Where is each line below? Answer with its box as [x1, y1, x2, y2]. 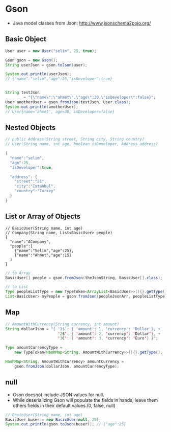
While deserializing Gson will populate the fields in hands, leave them [12, 397, 158, 403]
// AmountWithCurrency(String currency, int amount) [5, 322, 120, 327]
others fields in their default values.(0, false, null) [12, 402, 116, 408]
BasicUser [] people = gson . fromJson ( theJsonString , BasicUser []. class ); [5, 275, 163, 280]
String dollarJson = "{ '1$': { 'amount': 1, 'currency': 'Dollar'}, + [5, 326, 160, 331]
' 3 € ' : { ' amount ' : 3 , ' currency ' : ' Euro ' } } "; [58, 336, 158, 341]
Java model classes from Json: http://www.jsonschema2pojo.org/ [12, 20, 151, 26]
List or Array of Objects [5, 212, 80, 221]
